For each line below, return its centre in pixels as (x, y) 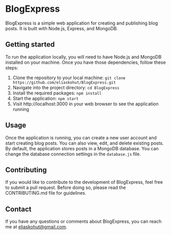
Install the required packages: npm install (57, 93)
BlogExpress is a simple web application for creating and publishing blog (82, 23)
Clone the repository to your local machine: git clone (69, 78)
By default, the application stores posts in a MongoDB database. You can (82, 148)
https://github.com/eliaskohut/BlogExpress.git (64, 82)
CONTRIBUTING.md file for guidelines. (46, 193)
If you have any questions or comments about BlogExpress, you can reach (83, 221)
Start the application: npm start (46, 98)
